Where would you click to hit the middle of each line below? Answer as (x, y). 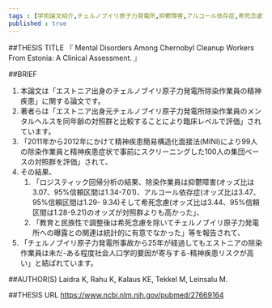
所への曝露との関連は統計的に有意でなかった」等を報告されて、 (138, 233)
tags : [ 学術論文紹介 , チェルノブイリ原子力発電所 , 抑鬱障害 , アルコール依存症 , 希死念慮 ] (138, 16)
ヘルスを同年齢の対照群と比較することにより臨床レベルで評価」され (148, 121)
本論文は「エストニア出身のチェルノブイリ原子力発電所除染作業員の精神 (140, 91)
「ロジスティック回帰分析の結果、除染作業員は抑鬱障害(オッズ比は (143, 182)
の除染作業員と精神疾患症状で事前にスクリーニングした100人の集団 (132, 152)
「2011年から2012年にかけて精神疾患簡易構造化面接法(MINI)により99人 (139, 141)
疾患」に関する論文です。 (62, 101)
